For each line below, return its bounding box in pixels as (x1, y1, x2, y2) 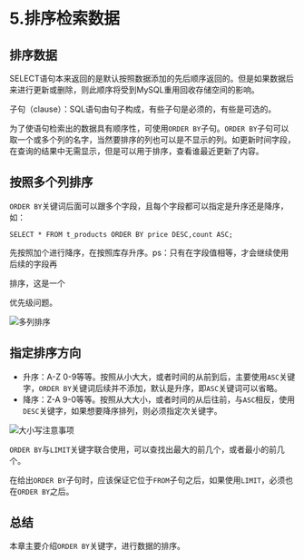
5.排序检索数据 (9, 8, 121, 29)
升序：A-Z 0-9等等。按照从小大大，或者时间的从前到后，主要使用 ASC (22, 371, 279, 382)
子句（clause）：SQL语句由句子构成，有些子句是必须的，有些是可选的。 (9, 103, 277, 114)
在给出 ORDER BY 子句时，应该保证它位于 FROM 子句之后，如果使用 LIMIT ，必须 (9, 474, 286, 486)
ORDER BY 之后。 (17, 486, 74, 496)
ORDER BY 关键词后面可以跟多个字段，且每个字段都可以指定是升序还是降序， (9, 201, 289, 211)
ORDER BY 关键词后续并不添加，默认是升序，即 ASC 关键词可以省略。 (38, 382, 283, 393)
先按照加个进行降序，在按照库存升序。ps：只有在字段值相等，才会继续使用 (9, 247, 289, 258)
